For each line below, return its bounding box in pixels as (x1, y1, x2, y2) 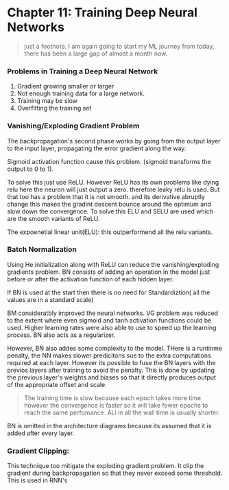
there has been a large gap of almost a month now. (23, 49, 168, 58)
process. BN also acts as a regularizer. (7, 331, 116, 339)
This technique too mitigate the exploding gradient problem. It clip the (7, 462, 204, 470)
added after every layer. (7, 429, 75, 437)
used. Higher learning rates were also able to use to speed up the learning (7, 323, 217, 331)
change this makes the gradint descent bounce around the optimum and (7, 200, 211, 208)
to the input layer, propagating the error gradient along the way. (7, 144, 186, 152)
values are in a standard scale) (7, 295, 94, 303)
